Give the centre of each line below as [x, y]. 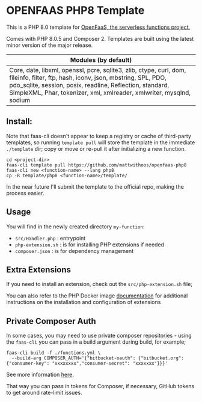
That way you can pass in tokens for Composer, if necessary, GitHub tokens [100, 386]
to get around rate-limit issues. [44, 393]
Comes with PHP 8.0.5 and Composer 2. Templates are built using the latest [100, 38]
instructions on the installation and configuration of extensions [84, 302]
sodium [20, 100]
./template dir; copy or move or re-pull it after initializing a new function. [96, 148]
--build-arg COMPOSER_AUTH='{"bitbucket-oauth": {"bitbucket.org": [98, 358]
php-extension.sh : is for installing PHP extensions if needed [89, 245]
